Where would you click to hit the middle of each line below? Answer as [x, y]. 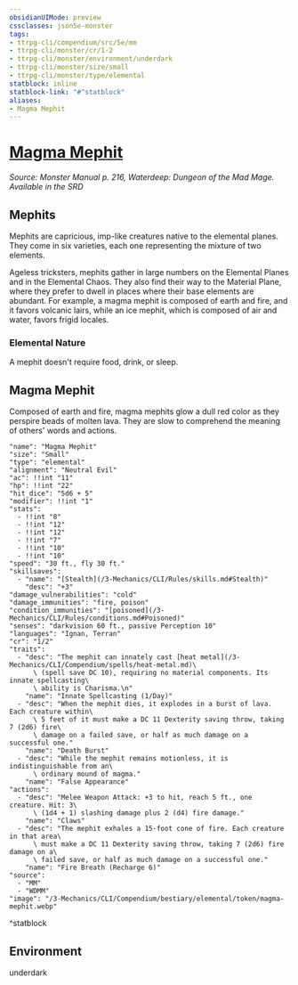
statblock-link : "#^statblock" [67, 92]
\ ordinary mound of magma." [87, 774]
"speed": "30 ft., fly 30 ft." [67, 564]
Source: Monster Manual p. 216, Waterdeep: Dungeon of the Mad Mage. [142, 177]
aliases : [25, 100]
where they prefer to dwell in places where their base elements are [132, 291]
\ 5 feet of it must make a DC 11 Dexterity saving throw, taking [158, 720]
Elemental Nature [48, 342]
